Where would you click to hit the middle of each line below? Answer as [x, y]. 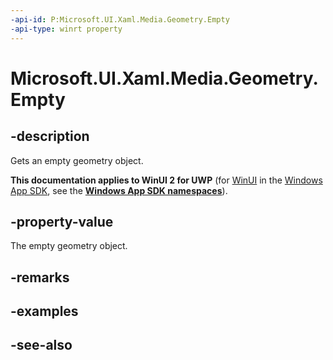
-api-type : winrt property [66, 29]
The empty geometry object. [69, 246]
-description [50, 136]
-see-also [41, 345]
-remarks [40, 277]
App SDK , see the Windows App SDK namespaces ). [119, 190]
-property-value [62, 221]
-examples [44, 311]
